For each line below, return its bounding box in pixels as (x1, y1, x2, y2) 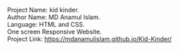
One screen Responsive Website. (7, 27, 102, 36)
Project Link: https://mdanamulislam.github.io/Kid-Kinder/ (7, 35, 172, 43)
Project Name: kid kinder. (7, 6, 80, 14)
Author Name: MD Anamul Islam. (7, 13, 101, 21)
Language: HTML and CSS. (7, 21, 85, 28)
